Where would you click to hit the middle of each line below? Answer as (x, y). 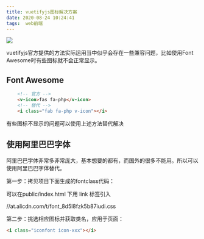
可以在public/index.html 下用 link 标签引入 (59, 194)
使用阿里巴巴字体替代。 (36, 168)
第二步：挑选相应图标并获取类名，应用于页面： (65, 219)
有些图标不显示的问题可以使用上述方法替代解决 (65, 123)
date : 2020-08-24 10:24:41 (40, 18)
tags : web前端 (25, 23)
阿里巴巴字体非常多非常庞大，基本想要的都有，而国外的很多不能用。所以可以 (102, 160)
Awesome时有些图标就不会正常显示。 (53, 60)
